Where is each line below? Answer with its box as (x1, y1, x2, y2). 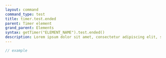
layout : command (5, 7, 39, 12)
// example (5, 48, 28, 53)
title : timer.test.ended (5, 16, 56, 21)
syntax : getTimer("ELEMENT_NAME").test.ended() (5, 30, 105, 35)
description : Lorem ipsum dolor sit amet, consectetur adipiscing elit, (5, 35, 158, 40)
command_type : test (5, 12, 45, 17)
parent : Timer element (5, 21, 52, 26)
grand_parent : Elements (5, 26, 54, 30)
